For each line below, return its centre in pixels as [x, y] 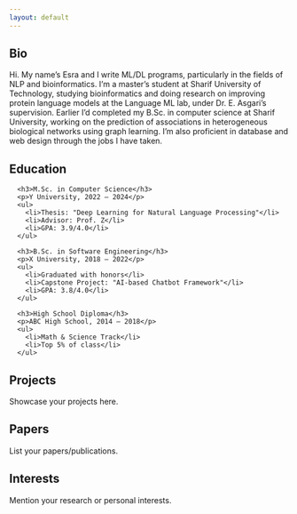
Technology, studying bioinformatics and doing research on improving [137, 93]
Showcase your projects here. [64, 402]
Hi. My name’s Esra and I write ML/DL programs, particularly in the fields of [146, 75]
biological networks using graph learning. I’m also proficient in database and [149, 132]
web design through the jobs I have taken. [86, 141]
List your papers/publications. [63, 451]
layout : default [39, 17]
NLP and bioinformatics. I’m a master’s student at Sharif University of [135, 84]
